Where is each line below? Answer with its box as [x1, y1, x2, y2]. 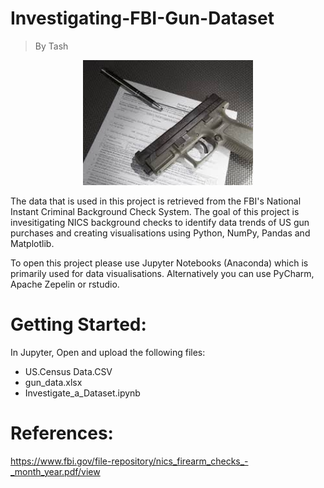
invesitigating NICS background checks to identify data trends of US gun [10, 216, 310, 228]
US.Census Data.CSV [24, 365, 113, 377]
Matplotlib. [10, 237, 55, 249]
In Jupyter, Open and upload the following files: [10, 346, 206, 358]
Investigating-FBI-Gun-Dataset [10, 7, 275, 30]
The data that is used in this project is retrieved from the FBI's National [10, 195, 302, 207]
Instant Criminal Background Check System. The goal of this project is [10, 205, 300, 217]
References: [10, 422, 114, 445]
